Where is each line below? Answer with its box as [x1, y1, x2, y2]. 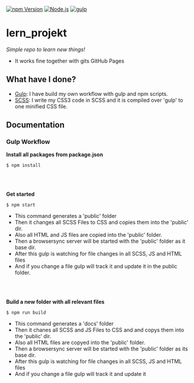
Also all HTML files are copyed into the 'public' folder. [14, 339, 145, 346]
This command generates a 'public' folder [14, 213, 117, 220]
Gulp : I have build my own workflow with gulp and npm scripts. [14, 90, 169, 97]
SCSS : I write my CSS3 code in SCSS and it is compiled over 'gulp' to [14, 96, 183, 104]
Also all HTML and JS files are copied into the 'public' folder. [14, 231, 163, 239]
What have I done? [6, 75, 76, 85]
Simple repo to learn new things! [6, 46, 86, 53]
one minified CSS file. [14, 102, 68, 110]
